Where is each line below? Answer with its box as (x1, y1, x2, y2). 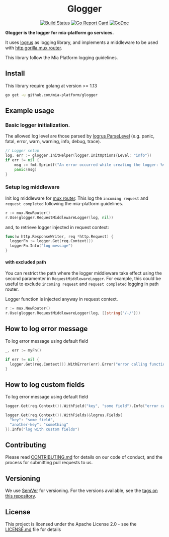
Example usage (5, 107, 54, 115)
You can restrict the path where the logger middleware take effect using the (5, 270, 162, 276)
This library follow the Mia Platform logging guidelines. (5, 54, 118, 61)
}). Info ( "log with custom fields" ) (5, 427, 80, 432)
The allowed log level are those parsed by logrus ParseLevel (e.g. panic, (5, 133, 155, 139)
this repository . (5, 493, 37, 499)
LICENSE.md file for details (5, 526, 61, 532)
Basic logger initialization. (5, 121, 70, 128)
